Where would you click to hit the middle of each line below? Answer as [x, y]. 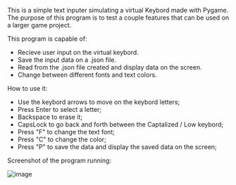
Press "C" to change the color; [62, 139]
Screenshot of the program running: [59, 160]
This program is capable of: [47, 39]
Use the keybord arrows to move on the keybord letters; [99, 102]
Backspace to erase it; [50, 117]
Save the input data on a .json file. [67, 60]
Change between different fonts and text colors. [87, 75]
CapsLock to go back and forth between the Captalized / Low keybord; [120, 125]
